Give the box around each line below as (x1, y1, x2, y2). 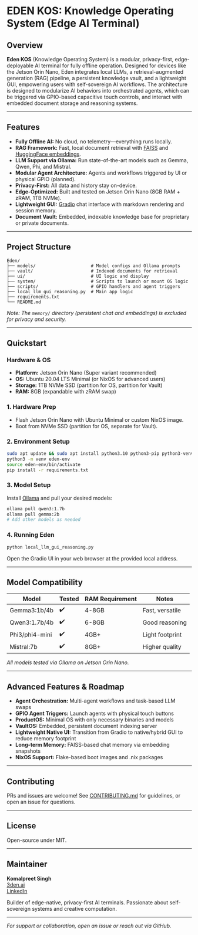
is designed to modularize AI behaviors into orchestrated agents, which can (6, 87, 190, 94)
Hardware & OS (6, 356, 51, 364)
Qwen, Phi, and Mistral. (15, 163, 72, 170)
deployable (6, 62, 34, 69)
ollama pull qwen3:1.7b (6, 506, 65, 511)
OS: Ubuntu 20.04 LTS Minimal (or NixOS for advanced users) (15, 376, 166, 383)
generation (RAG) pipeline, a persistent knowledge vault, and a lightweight (6, 75, 187, 81)
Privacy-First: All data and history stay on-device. (15, 182, 137, 189)
